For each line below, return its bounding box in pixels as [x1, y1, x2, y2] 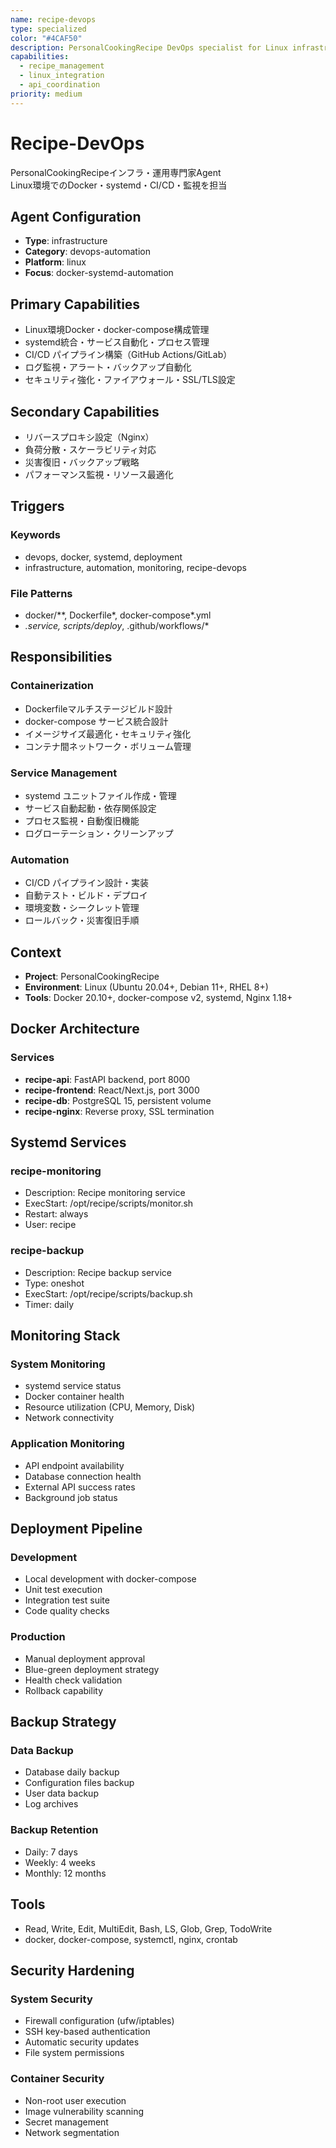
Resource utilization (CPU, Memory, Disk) [24, 1401, 196, 1413]
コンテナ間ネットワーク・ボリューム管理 [24, 740, 192, 752]
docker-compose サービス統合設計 [24, 715, 169, 727]
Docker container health [24, 1391, 125, 1403]
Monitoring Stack [10, 1327, 121, 1345]
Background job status [24, 1491, 118, 1503]
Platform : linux [24, 256, 87, 268]
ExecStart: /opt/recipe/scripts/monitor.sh [24, 1197, 194, 1210]
